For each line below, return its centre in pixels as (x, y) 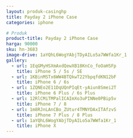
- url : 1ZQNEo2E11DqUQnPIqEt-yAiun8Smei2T (64, 88)
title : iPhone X (37, 126)
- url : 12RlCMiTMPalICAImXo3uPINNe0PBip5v (64, 99)
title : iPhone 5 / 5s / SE (50, 71)
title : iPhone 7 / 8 (42, 104)
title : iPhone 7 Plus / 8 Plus (55, 115)
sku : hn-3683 (22, 50)
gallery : (17, 60)
